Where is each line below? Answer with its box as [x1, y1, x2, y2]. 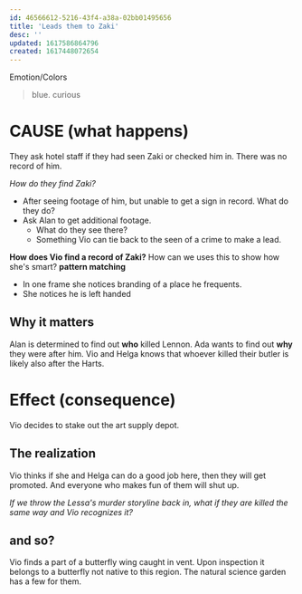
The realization [9, 445, 97, 462]
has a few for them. [9, 576, 82, 587]
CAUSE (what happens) [9, 121, 190, 141]
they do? [22, 206, 56, 216]
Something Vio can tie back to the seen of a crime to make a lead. [35, 235, 282, 245]
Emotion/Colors [9, 72, 68, 82]
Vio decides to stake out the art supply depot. [9, 419, 180, 430]
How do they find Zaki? [9, 178, 97, 189]
